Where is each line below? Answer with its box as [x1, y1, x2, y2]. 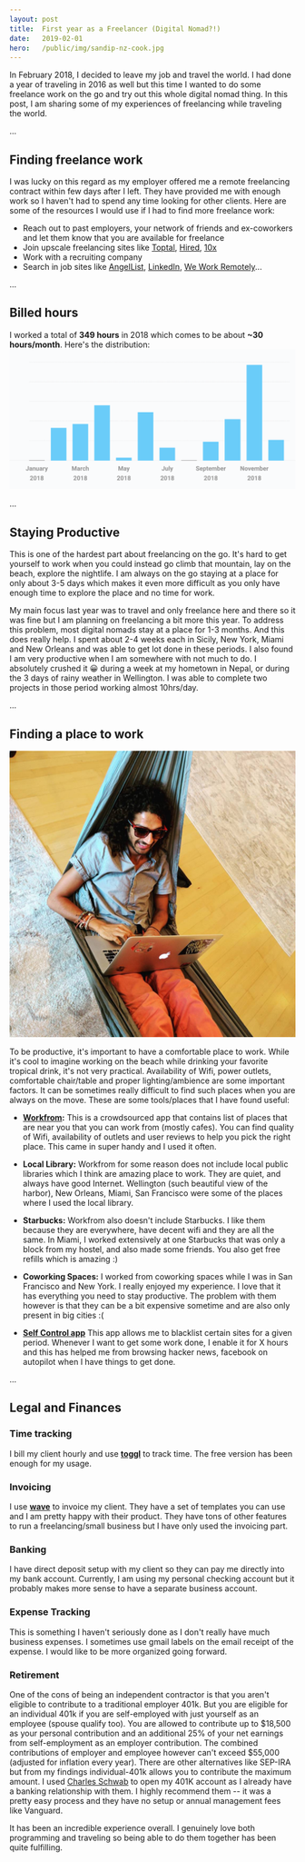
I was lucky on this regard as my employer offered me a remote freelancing [9, 176, 290, 187]
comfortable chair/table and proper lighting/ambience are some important [9, 1075, 286, 1086]
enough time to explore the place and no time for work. [9, 587, 215, 599]
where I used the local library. [22, 1198, 134, 1209]
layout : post [9, 15, 59, 24]
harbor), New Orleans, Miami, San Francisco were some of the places [22, 1188, 283, 1199]
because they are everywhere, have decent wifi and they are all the [22, 1225, 275, 1236]
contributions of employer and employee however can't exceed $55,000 [9, 1747, 280, 1757]
